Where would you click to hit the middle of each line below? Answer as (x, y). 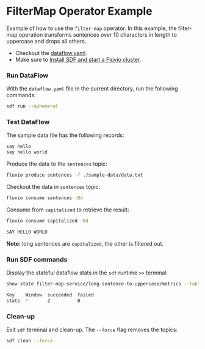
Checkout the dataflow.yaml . (51, 53)
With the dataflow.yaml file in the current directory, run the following (92, 89)
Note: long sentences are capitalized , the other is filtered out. (85, 243)
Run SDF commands (37, 259)
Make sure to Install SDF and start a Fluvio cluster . (78, 59)
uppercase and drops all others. (46, 41)
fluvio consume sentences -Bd (45, 198)
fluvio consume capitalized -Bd (47, 221)
